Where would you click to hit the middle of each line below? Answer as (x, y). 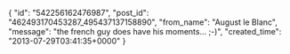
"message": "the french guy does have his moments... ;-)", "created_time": (145, 31)
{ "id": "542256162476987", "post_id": (79, 13)
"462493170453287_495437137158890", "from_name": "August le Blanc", (143, 22)
